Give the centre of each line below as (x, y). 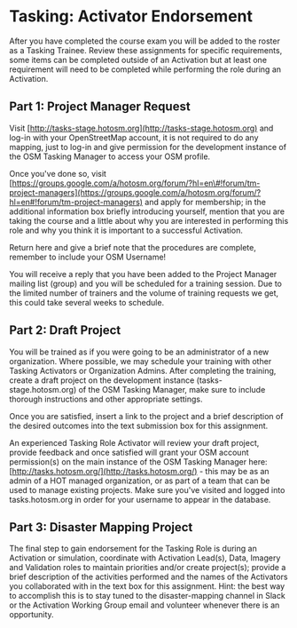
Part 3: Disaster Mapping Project (101, 527)
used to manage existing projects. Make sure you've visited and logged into (147, 489)
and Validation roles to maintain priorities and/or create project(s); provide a (148, 568)
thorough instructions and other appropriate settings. (106, 399)
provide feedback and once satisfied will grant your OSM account (129, 452)
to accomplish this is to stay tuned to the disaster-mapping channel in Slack (147, 596)
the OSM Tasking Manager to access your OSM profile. (110, 156)
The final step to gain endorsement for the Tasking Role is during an (133, 549)
